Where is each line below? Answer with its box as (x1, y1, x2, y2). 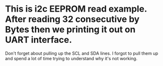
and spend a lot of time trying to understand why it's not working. (5, 55, 137, 61)
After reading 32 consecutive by (5, 14, 140, 25)
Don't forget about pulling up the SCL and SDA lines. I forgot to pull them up (5, 50, 159, 56)
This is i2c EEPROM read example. (5, 3, 147, 15)
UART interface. (5, 34, 72, 46)
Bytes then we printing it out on (5, 24, 136, 35)
